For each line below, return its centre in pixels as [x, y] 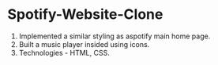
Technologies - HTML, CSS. [64, 52]
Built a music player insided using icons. [84, 44]
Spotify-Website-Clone [85, 14]
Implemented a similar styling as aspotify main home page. [115, 36]
